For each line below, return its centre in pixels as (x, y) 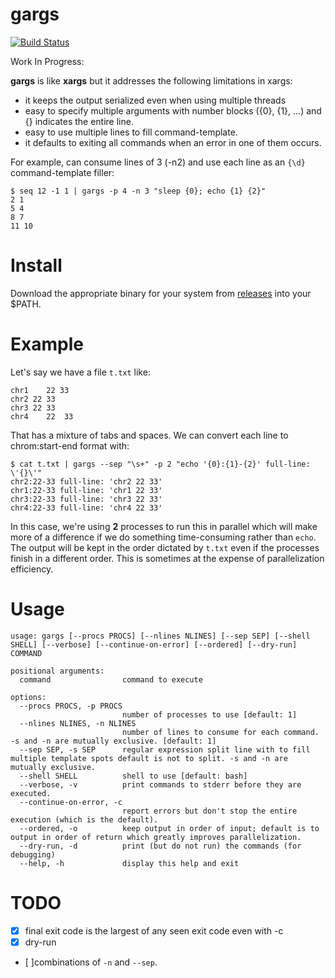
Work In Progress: (47, 61)
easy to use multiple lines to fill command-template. (131, 132)
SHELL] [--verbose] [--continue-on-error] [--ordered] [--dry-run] (154, 644)
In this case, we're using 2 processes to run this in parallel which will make (164, 526)
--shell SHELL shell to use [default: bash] (133, 776)
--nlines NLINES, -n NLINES (78, 723)
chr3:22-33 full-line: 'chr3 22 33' (86, 499)
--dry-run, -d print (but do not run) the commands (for (160, 846)
